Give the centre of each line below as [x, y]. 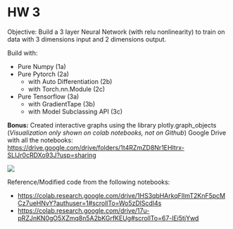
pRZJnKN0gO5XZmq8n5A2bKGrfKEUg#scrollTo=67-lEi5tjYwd [108, 218]
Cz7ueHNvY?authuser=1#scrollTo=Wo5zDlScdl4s [89, 203]
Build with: [23, 53]
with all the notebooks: [40, 140]
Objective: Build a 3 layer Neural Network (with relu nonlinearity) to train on [116, 32]
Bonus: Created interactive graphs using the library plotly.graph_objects [112, 125]
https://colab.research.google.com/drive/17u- [83, 210]
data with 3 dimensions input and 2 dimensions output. [87, 39]
